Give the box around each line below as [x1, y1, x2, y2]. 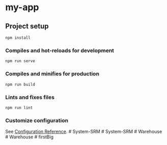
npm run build [5, 82, 36, 87]
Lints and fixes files [5, 94, 55, 101]
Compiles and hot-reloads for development [5, 47, 115, 54]
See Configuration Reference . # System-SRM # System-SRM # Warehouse [5, 129, 162, 135]
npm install [5, 35, 31, 40]
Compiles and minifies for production [5, 70, 99, 77]
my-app [5, 2, 39, 13]
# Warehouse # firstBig [5, 134, 54, 140]
